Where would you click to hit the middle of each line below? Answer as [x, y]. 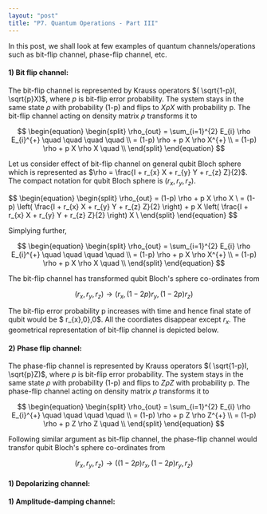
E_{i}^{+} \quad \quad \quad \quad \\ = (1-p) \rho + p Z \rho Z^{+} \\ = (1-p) [134, 415]
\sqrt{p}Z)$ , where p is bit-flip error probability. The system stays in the [126, 374]
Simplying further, [38, 230]
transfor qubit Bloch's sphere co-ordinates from [87, 448]
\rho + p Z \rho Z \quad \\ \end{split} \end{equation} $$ [134, 424]
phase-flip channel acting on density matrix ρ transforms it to [109, 391]
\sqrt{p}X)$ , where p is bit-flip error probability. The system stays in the [126, 99]
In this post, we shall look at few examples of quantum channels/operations [132, 45]
